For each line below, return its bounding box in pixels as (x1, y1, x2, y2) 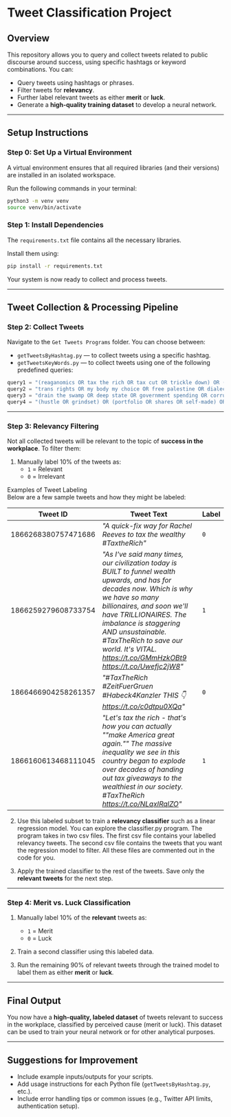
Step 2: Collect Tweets (7, 322, 85, 332)
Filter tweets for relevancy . (16, 86, 95, 94)
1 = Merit (27, 927, 54, 936)
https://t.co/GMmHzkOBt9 (102, 653, 187, 663)
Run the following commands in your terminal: (7, 184, 137, 192)
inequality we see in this (102, 747, 180, 757)
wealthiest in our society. (102, 782, 184, 791)
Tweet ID (38, 509, 68, 519)
